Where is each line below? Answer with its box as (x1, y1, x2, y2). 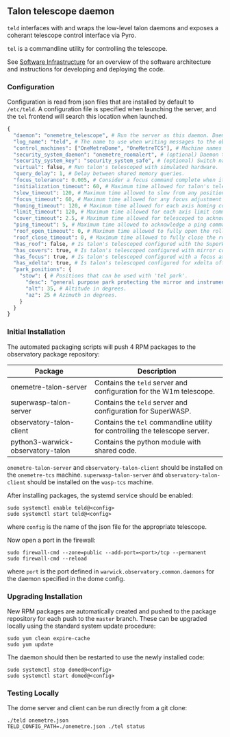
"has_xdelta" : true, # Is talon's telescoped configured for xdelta (13, 260, 213, 267)
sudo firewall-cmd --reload (7, 555, 88, 562)
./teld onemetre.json (7, 717, 69, 724)
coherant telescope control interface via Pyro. (7, 31, 137, 39)
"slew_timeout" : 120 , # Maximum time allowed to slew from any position (13, 189, 225, 196)
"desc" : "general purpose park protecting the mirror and (25, 279, 194, 286)
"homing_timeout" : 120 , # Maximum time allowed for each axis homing (13, 202, 216, 209)
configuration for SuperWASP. (94, 406, 192, 416)
